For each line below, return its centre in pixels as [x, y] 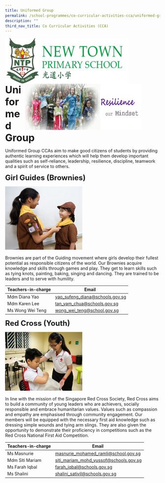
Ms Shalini [18, 474]
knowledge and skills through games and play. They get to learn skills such [81, 268]
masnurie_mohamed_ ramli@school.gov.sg [98, 453]
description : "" [22, 21]
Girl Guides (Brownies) [45, 178]
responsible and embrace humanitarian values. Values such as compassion [81, 409]
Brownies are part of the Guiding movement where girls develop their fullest [82, 257]
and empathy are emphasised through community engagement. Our [74, 414]
